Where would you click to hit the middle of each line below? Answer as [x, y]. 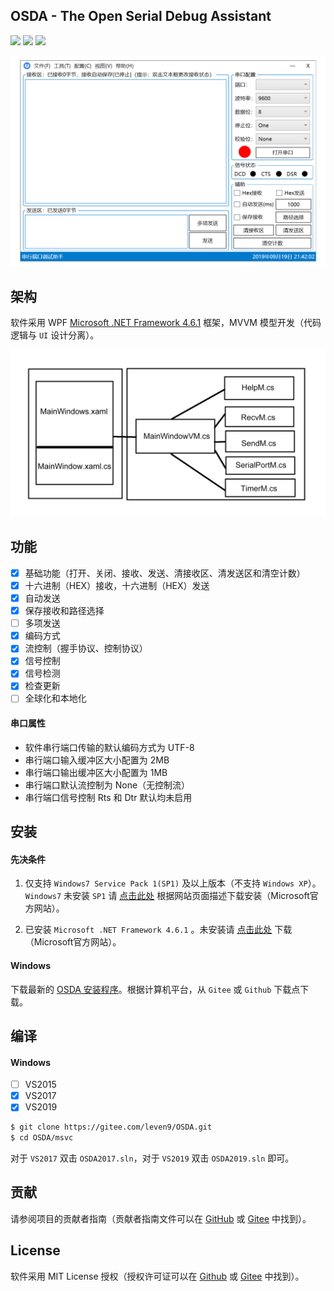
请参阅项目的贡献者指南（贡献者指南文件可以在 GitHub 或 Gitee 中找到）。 [161, 1218]
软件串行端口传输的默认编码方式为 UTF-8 [109, 747]
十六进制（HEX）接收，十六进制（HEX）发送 [117, 585]
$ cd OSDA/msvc [42, 1138]
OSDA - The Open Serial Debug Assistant [141, 16]
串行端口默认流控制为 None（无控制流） [107, 785]
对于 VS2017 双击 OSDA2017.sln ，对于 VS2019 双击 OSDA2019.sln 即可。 [152, 1158]
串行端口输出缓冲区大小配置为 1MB [96, 772]
